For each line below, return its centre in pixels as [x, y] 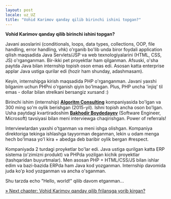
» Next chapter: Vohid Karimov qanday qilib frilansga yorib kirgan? [75, 191]
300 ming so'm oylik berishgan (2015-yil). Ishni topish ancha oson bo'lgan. [84, 108]
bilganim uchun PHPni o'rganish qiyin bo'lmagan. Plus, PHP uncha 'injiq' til [84, 87]
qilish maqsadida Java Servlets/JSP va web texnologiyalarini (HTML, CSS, [83, 55]
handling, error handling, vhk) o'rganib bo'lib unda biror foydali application [84, 50]
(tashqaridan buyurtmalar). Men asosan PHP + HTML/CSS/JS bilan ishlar [82, 160]
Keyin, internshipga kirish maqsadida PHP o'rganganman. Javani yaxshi [81, 81]
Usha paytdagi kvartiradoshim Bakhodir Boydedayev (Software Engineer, [83, 113]
